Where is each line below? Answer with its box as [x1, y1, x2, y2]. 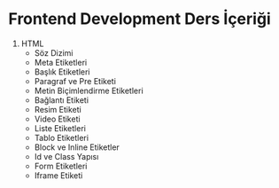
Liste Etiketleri [34, 122, 86, 133]
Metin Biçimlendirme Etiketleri [34, 85, 143, 96]
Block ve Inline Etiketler [34, 142, 120, 153]
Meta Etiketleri [34, 57, 88, 67]
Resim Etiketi [34, 104, 81, 114]
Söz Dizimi [34, 47, 74, 58]
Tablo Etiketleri [34, 132, 89, 143]
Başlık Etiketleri [34, 67, 90, 77]
